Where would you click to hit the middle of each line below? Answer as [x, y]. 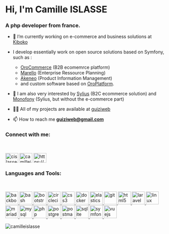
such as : [22, 57]
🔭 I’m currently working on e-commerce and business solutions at [82, 36]
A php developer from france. [43, 26]
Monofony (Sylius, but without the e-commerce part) [68, 99]
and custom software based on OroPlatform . [67, 84]
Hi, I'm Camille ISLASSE [56, 9]
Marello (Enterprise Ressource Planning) [63, 73]
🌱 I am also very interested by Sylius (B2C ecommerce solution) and [84, 94]
